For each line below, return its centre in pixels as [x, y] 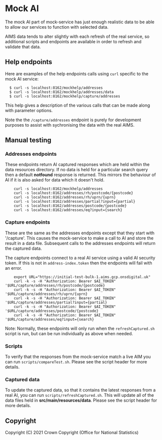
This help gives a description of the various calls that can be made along [78, 105]
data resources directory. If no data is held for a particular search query [76, 170]
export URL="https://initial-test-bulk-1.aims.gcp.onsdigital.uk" [82, 277]
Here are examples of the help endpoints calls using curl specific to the [77, 74]
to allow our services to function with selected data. [57, 27]
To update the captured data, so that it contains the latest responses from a [81, 390]
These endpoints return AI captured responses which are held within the [77, 164]
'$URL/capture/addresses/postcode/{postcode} [52, 311]
